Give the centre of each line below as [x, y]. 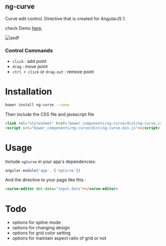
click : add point [29, 61]
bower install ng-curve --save [37, 105]
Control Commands [29, 50]
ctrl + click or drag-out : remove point [53, 72]
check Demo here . [24, 28]
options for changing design [41, 228]
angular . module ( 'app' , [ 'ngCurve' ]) [43, 170]
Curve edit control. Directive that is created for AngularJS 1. [65, 18]
